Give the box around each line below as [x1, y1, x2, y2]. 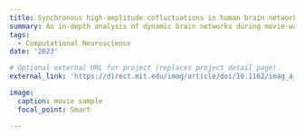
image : [9, 88, 34, 97]
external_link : [9, 72, 67, 82]
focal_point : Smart [17, 105, 91, 114]
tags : [9, 30, 30, 39]
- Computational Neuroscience [17, 38, 131, 48]
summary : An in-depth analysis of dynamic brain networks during [9, 22, 261, 31]
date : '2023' [9, 47, 59, 56]
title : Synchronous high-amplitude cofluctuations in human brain [9, 13, 265, 23]
